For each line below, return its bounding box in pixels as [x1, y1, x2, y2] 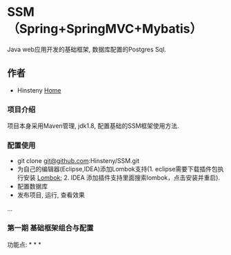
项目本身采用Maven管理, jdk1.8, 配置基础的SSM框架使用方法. [7, 122, 179, 130]
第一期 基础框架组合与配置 [7, 223, 94, 233]
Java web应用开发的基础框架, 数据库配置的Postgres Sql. [7, 45, 167, 53]
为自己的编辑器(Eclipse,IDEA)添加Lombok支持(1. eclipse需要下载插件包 [17, 165, 219, 173]
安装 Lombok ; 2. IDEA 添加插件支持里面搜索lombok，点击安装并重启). [23, 173, 221, 182]
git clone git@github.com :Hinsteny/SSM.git [17, 157, 140, 165]
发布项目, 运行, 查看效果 [17, 191, 85, 199]
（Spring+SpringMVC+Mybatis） [7, 21, 203, 37]
